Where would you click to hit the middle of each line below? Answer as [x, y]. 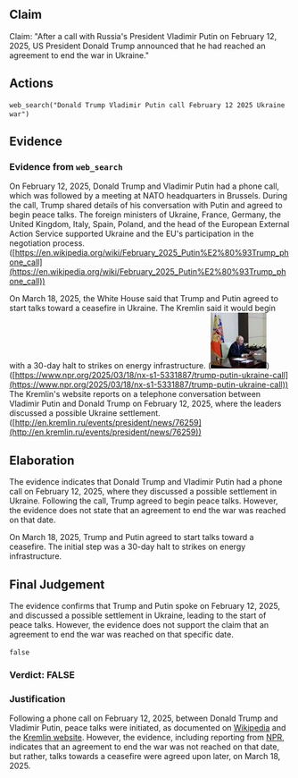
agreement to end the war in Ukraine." [79, 55]
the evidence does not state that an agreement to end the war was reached [148, 511]
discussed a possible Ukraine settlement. [85, 413]
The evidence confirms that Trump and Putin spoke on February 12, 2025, [145, 605]
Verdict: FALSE [42, 674]
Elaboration [42, 460]
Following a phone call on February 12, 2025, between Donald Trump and [144, 718]
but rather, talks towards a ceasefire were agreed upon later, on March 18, [145, 757]
